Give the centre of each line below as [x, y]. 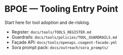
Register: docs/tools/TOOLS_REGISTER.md [51, 32]
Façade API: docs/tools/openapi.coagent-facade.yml [64, 42]
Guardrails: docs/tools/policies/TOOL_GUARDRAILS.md [64, 37]
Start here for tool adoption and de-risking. [47, 22]
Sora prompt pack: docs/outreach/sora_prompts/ [60, 47]
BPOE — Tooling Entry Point [61, 9]
